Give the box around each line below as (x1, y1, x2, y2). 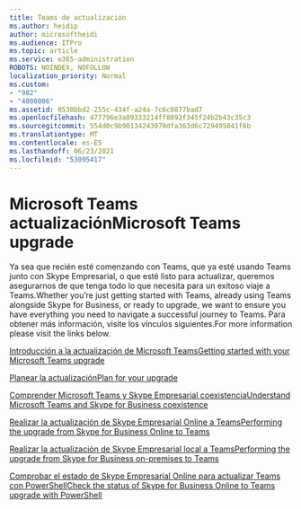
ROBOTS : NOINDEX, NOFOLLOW (9, 64, 111, 73)
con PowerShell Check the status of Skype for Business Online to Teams (9, 480, 276, 491)
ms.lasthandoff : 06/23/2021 (9, 146, 115, 155)
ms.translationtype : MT (9, 130, 99, 139)
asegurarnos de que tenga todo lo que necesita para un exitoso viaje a (9, 280, 271, 292)
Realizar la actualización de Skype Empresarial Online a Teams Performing (9, 417, 283, 427)
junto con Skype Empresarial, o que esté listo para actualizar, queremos (9, 271, 275, 282)
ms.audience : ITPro (9, 38, 83, 48)
